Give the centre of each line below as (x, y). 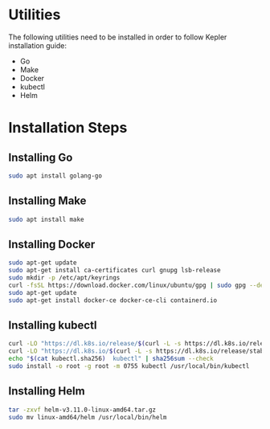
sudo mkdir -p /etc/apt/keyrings (64, 278)
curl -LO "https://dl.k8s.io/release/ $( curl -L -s (95, 344)
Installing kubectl (53, 325)
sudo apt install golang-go (55, 176)
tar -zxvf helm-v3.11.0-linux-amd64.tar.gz (82, 410)
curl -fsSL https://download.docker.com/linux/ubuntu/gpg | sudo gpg (127, 285)
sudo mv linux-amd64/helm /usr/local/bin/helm (88, 417)
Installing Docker (52, 244)
